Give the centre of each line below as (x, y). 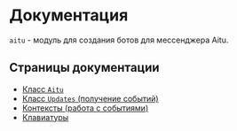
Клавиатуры (45, 117)
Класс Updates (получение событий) (90, 98)
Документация (69, 15)
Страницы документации (84, 68)
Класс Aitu (43, 89)
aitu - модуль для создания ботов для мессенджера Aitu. (119, 40)
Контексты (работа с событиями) (85, 108)
